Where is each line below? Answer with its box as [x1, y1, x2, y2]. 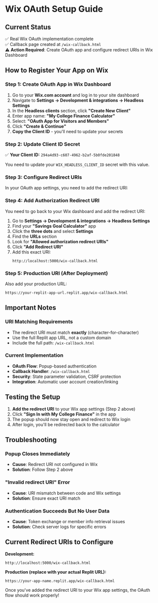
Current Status [5, 23, 51, 31]
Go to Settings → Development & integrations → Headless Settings [12, 218, 150, 224]
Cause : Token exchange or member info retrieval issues [12, 518, 125, 524]
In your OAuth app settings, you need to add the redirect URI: [5, 185, 128, 191]
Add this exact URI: [12, 249, 51, 255]
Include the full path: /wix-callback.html [12, 340, 94, 346]
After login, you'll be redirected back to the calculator [12, 421, 120, 427]
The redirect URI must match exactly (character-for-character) [12, 329, 139, 335]
